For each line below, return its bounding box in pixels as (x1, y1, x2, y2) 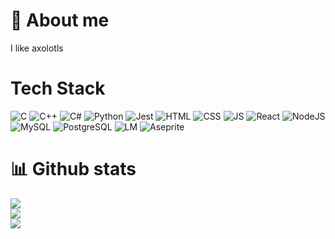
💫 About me (10, 9, 110, 32)
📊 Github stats (10, 158, 137, 181)
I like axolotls (10, 42, 64, 54)
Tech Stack (10, 77, 106, 100)
